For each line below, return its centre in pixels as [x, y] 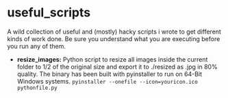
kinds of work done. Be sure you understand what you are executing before [114, 38]
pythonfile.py [37, 88]
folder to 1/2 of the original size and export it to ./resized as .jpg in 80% [117, 66]
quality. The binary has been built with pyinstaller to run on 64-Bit [110, 74]
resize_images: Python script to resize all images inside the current [112, 59]
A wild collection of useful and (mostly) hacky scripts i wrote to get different [114, 32]
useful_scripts [49, 13]
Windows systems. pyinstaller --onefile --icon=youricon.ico [107, 81]
